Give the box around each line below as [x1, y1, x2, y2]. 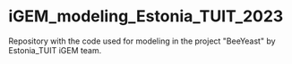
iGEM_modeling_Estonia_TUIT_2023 [8, 6, 284, 27]
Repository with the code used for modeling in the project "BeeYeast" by [8, 36, 276, 46]
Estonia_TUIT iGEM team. [8, 44, 102, 55]
